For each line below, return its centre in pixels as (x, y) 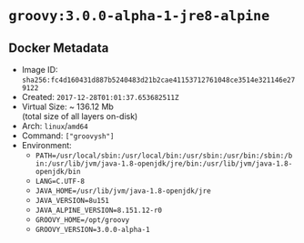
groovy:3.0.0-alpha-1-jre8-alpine (139, 16)
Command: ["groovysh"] (68, 136)
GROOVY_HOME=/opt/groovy (82, 220)
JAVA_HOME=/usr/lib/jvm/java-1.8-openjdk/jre (123, 191)
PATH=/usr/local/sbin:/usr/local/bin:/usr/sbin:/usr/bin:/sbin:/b (164, 156)
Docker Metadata (59, 48)
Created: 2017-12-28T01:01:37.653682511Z (100, 97)
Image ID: (40, 70)
